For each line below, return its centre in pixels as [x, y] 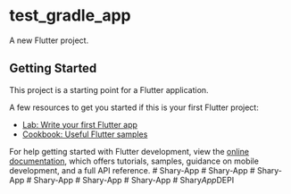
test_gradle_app [70, 16]
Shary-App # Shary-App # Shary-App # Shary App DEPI [134, 180]
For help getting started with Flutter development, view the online [129, 151]
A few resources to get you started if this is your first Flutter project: [134, 107]
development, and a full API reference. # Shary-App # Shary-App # [133, 170]
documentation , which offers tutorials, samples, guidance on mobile [134, 161]
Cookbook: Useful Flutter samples [85, 134]
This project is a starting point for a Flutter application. [109, 89]
